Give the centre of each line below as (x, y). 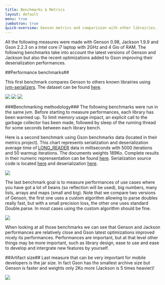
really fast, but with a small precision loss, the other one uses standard (77, 203)
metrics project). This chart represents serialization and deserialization (77, 143)
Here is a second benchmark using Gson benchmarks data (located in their (81, 137)
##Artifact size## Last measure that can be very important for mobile (76, 258)
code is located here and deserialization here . (51, 163)
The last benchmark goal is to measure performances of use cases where (80, 182)
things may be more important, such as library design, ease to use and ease (82, 243)
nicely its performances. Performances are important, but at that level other (82, 238)
